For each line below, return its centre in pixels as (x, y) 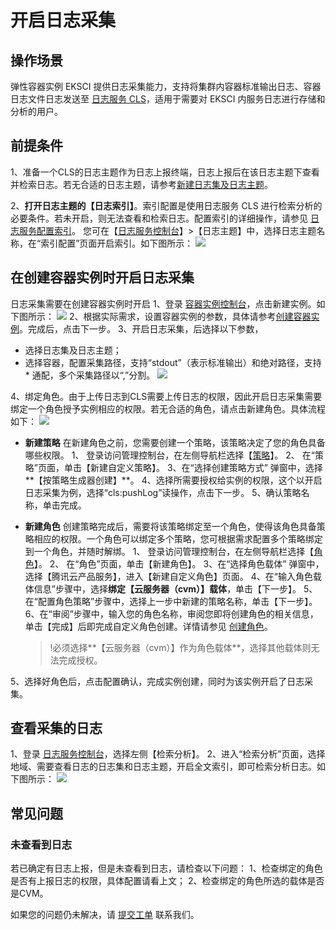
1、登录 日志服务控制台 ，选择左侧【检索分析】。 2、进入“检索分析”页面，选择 (168, 754)
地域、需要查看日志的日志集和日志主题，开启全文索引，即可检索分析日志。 (163, 767)
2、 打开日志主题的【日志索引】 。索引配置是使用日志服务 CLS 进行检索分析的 (166, 205)
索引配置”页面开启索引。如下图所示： (117, 243)
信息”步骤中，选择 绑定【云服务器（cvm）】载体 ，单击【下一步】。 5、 (175, 588)
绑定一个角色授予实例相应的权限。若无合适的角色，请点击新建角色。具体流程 (168, 408)
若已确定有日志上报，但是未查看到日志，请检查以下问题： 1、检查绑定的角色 (166, 868)
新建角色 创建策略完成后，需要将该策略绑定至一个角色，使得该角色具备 (170, 526)
